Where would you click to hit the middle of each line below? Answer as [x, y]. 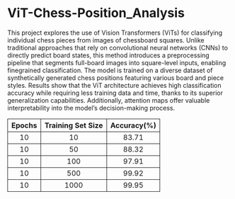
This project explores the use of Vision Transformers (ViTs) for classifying [115, 33]
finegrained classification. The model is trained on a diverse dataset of [110, 70]
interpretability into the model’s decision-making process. [91, 108]
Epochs [24, 125]
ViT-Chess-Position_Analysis [96, 13]
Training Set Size [74, 125]
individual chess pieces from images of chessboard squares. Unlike [106, 40]
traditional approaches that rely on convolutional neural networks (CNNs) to [118, 47]
